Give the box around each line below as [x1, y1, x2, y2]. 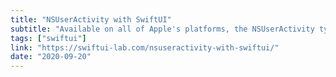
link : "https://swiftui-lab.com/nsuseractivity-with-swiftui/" [10, 42, 280, 53]
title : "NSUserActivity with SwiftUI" [10, 14, 172, 25]
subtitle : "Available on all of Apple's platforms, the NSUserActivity [10, 24, 315, 34]
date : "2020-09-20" [10, 52, 92, 62]
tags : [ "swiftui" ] [10, 33, 87, 43]
